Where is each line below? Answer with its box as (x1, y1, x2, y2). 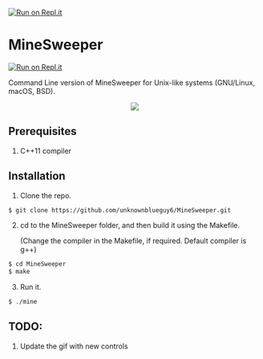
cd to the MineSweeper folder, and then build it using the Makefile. (19, 221, 241, 230)
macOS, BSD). (8, 86, 56, 96)
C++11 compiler (19, 145, 72, 156)
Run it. (19, 282, 42, 292)
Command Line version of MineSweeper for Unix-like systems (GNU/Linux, (8, 77, 255, 88)
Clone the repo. (19, 190, 72, 200)
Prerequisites (8, 124, 77, 138)
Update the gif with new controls (19, 341, 128, 351)
